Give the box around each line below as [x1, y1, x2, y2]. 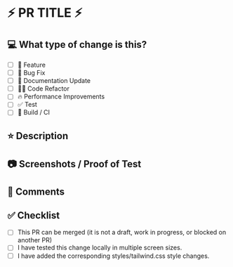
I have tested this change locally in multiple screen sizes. [17, 243, 182, 252]
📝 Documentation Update [17, 77, 91, 85]
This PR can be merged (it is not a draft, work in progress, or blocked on [17, 228, 227, 237]
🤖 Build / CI [17, 108, 51, 117]
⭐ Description [7, 130, 69, 142]
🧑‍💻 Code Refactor [17, 84, 70, 93]
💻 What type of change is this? [7, 39, 147, 51]
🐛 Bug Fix [17, 69, 46, 77]
